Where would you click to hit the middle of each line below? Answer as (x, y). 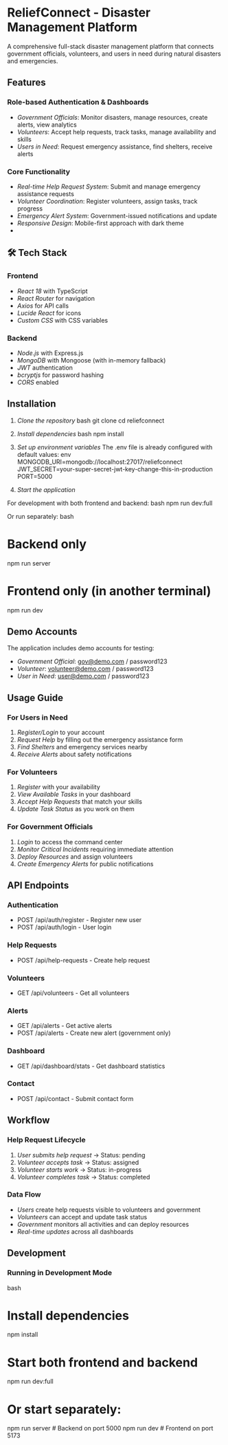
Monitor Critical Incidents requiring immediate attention (95, 849)
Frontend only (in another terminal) (109, 591)
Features (26, 83)
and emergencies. (33, 61)
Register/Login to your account (61, 732)
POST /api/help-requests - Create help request (83, 960)
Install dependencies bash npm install (70, 433)
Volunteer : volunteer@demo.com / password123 (85, 669)
